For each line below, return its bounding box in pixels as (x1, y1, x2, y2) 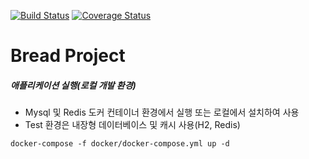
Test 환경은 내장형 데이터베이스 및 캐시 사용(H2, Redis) (24, 119, 241, 131)
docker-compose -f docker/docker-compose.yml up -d (10, 139, 230, 149)
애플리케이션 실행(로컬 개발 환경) (10, 79, 137, 91)
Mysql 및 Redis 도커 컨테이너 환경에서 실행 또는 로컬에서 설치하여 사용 (24, 106, 300, 119)
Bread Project (10, 45, 126, 67)
